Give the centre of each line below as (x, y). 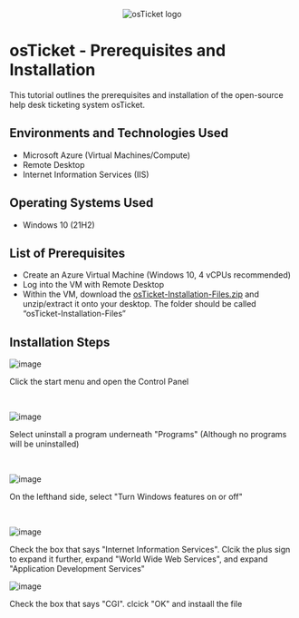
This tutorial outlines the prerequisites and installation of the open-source (146, 94)
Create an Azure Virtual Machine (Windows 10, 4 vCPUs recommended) (157, 275)
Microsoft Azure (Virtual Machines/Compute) (106, 155)
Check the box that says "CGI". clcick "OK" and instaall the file (126, 604)
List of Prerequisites (68, 253)
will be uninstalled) (44, 444)
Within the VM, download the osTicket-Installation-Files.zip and (141, 294)
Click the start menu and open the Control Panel (99, 382)
